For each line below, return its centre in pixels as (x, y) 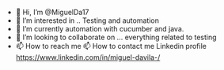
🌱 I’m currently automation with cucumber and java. (100, 29)
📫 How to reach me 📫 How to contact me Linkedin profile (111, 46)
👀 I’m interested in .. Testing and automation (87, 20)
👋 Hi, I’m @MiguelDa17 (52, 12)
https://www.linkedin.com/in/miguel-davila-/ (88, 57)
